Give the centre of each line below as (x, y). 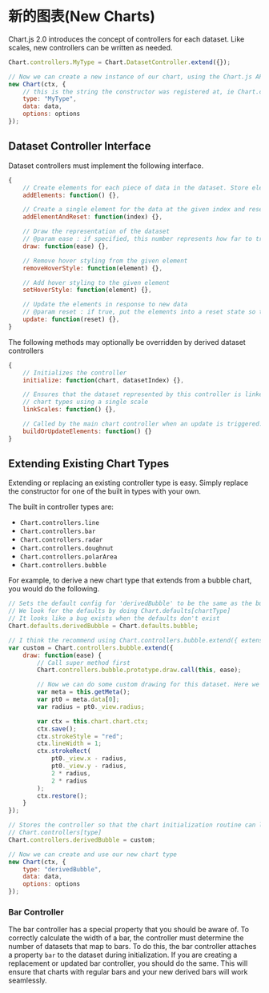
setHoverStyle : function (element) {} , (87, 290)
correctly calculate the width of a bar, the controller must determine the (126, 938)
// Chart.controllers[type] (55, 833)
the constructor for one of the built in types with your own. (105, 491)
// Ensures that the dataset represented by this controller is (132, 394)
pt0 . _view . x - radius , (89, 759)
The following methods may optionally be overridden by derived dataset (127, 342)
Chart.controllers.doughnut (66, 549)
